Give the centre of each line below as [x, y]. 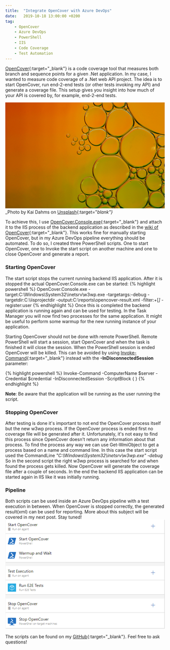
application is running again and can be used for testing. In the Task [76, 311]
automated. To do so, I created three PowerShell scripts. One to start [77, 243]
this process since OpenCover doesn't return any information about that [80, 439]
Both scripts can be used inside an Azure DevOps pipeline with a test [77, 501]
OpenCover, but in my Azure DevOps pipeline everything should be [75, 238]
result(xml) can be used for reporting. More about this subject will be [77, 512]
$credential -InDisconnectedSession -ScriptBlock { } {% [86, 378]
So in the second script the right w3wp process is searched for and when [82, 461]
